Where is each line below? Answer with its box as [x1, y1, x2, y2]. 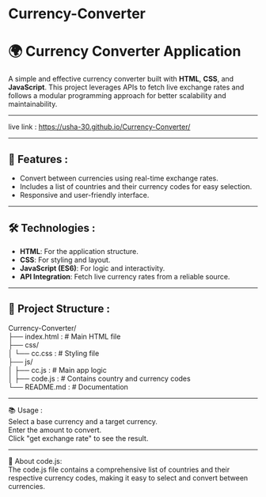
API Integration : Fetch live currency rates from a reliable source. [19, 271, 230, 281]
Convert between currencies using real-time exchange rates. [19, 173, 219, 183]
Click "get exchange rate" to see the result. [8, 433, 149, 443]
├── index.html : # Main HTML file [8, 332, 121, 341]
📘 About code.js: [8, 456, 63, 465]
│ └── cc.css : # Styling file [8, 348, 100, 358]
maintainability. [8, 100, 58, 109]
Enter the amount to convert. [8, 425, 102, 434]
